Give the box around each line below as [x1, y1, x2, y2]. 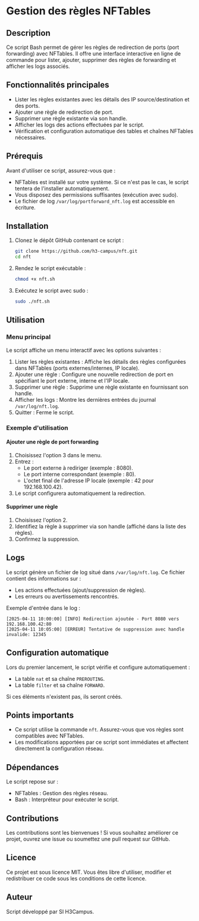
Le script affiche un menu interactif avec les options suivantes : [6, 346, 162, 353]
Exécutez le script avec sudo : [14, 287, 89, 294]
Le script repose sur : [6, 778, 58, 785]
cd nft [14, 254, 31, 260]
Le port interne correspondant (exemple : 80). [23, 470, 136, 477]
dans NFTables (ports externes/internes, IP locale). [14, 364, 140, 371]
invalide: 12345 [6, 631, 46, 637]
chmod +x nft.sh [14, 276, 55, 283]
